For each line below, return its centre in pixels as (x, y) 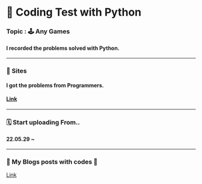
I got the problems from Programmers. (55, 85)
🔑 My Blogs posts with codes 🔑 (52, 162)
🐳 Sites (17, 71)
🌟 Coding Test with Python (74, 12)
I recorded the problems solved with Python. (63, 48)
